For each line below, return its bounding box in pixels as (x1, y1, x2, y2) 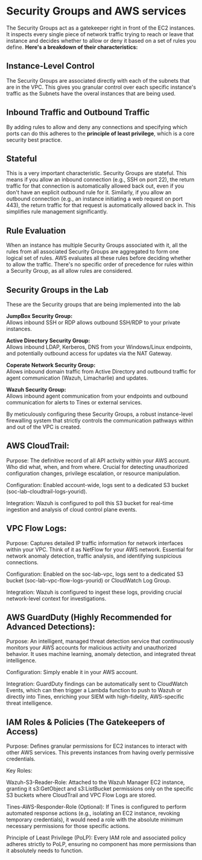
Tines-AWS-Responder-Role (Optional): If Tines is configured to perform (6, 803, 187, 811)
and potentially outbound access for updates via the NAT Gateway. (6, 350, 172, 357)
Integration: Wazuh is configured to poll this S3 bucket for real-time (6, 499, 174, 506)
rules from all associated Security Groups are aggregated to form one (6, 248, 179, 255)
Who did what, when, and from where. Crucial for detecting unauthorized (6, 463, 188, 470)
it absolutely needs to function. (6, 847, 83, 855)
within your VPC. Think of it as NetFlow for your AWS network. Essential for (6, 546, 194, 553)
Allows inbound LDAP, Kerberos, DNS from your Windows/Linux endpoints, (6, 343, 193, 351)
